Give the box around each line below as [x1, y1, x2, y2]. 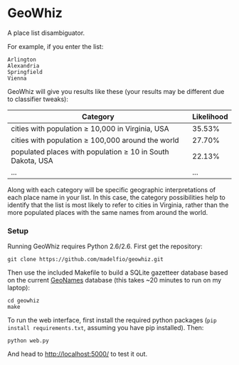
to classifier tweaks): [7, 95, 69, 103]
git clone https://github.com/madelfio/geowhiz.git [7, 256, 164, 263]
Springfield [7, 68, 43, 75]
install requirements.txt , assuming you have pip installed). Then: [7, 324, 204, 332]
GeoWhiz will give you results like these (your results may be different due [7, 87, 225, 95]
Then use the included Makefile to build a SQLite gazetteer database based [7, 268, 228, 277]
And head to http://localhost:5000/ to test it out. [7, 350, 148, 359]
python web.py [7, 337, 50, 344]
